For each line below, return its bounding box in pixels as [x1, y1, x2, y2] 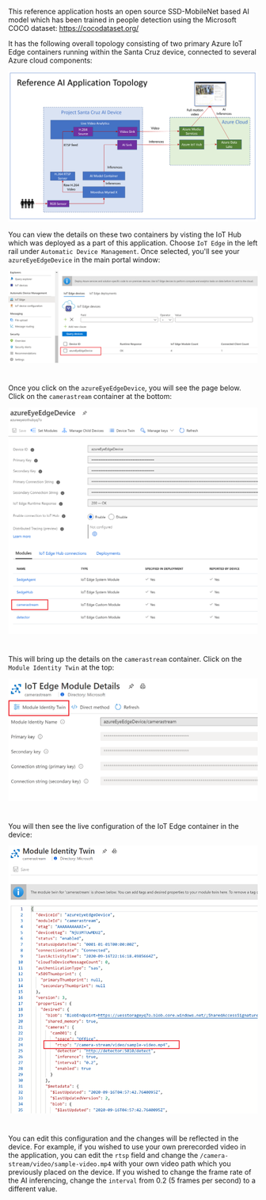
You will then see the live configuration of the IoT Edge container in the [8, 822, 239, 831]
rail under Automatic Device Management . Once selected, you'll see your [8, 246, 240, 256]
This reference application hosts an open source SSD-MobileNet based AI [8, 7, 249, 16]
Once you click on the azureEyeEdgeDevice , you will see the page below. [8, 383, 241, 393]
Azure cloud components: [8, 55, 93, 65]
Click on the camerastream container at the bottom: [8, 391, 173, 401]
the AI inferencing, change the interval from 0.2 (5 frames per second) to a [8, 1175, 256, 1186]
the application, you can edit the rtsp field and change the [8, 1151, 199, 1160]
